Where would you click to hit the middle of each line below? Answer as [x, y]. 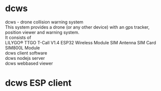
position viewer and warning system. [42, 32]
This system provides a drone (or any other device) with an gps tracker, [77, 27]
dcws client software [26, 53]
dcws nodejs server [25, 58]
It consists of [18, 37]
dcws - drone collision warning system [44, 22]
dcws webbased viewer [29, 63]
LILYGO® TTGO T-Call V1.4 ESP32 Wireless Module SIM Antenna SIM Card [80, 42]
